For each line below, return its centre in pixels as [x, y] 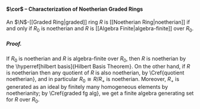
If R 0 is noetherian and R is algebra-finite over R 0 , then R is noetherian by [96, 59]
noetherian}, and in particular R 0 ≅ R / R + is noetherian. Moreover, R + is [93, 80]
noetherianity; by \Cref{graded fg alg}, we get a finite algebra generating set [100, 93]
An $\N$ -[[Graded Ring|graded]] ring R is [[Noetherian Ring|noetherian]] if [98, 22]
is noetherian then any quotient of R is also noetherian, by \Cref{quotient [95, 73]
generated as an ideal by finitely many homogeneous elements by [87, 86]
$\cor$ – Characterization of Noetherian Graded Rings [75, 9]
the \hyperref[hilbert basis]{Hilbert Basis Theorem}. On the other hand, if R [98, 66]
